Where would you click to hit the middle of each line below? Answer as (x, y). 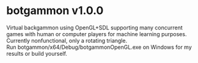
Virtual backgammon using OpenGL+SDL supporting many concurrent (94, 28)
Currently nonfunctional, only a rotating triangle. (67, 40)
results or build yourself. (37, 53)
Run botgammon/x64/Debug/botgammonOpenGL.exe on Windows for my (99, 47)
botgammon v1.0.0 (55, 11)
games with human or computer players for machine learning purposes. (97, 34)
